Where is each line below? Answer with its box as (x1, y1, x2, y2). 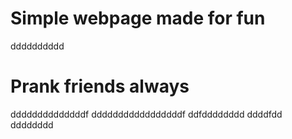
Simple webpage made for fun (10, 7, 266, 30)
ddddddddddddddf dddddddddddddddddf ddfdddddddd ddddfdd (10, 108, 283, 120)
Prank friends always (10, 75, 190, 98)
